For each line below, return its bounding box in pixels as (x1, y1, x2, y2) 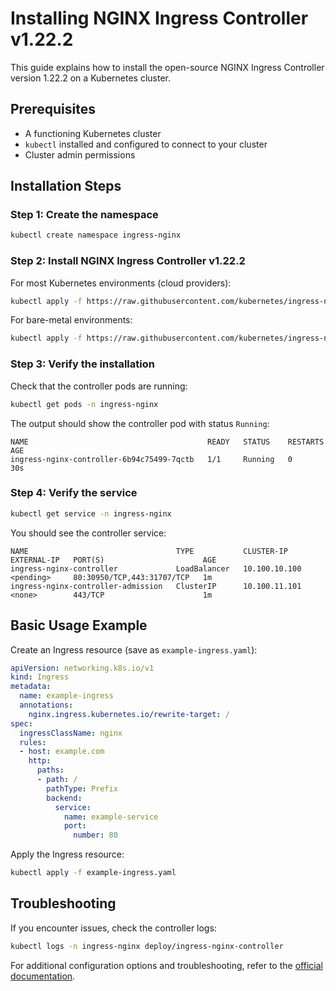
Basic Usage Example (10, 617, 148, 634)
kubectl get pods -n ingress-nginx (10, 399, 159, 409)
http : (28, 756, 52, 766)
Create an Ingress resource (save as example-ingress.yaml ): (10, 643, 258, 656)
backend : (46, 793, 83, 803)
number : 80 (73, 830, 118, 841)
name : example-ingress (19, 691, 114, 701)
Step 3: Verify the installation (10, 357, 155, 371)
